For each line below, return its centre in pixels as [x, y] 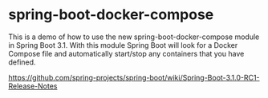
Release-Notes [33, 86]
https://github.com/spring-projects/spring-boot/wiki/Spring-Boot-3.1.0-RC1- [134, 77]
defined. [22, 62]
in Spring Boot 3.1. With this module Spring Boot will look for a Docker [123, 45]
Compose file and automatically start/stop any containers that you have [126, 53]
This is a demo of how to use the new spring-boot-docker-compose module [134, 37]
